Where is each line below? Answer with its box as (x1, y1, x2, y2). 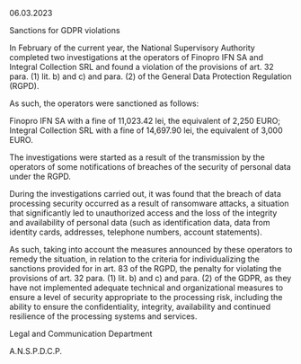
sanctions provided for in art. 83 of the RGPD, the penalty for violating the (9, 263, 282, 273)
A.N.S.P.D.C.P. (9, 346, 63, 356)
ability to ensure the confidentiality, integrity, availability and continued (9, 301, 271, 312)
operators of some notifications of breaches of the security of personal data (9, 162, 292, 172)
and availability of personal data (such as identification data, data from (9, 218, 271, 227)
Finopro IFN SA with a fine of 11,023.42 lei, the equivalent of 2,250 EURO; (9, 116, 281, 126)
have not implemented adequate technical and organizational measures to (9, 282, 284, 293)
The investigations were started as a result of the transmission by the (9, 152, 265, 163)
